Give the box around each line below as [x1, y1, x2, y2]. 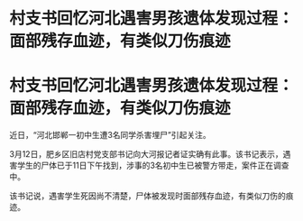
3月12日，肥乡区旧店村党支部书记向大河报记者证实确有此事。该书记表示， [9, 149, 283, 160]
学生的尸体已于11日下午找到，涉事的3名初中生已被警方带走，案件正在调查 [16, 160, 290, 171]
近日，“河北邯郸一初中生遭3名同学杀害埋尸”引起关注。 [9, 130, 211, 141]
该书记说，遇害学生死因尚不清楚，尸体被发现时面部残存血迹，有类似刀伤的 [9, 190, 286, 201]
